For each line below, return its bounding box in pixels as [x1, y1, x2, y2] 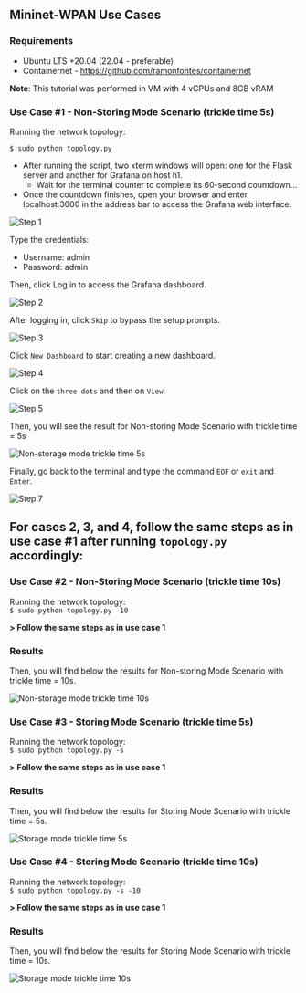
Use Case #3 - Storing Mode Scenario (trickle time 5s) [9, 716, 254, 728]
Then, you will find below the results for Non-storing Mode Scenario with [9, 665, 284, 676]
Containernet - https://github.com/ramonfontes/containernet [22, 65, 251, 76]
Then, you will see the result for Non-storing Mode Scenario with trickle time [9, 420, 298, 432]
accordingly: [9, 548, 84, 564]
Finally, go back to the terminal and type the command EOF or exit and [9, 465, 274, 476]
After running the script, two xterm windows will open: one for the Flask [22, 160, 293, 171]
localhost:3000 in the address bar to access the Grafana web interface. [22, 198, 292, 209]
